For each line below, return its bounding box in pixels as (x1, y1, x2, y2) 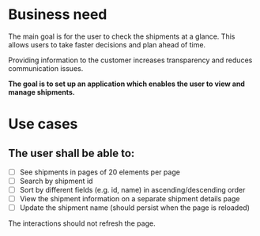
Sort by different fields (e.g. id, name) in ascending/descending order (19, 185, 246, 195)
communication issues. (8, 63, 84, 73)
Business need (8, 6, 107, 24)
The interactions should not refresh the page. (8, 219, 156, 228)
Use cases (8, 115, 78, 133)
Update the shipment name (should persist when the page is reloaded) (19, 203, 251, 212)
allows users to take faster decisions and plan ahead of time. (8, 39, 206, 49)
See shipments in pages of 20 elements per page (19, 167, 180, 177)
